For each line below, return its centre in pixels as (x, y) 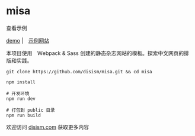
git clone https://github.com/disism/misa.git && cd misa (79, 72)
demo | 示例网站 (28, 40)
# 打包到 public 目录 (31, 110)
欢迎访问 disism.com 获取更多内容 (47, 127)
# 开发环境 (18, 93)
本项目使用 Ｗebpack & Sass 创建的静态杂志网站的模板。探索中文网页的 (95, 53)
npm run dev (21, 99)
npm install (21, 82)
